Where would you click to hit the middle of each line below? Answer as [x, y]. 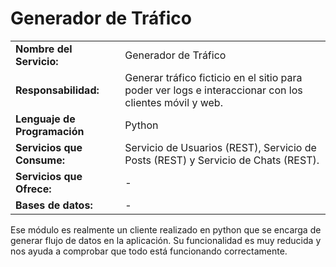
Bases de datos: [54, 205]
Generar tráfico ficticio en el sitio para [213, 77]
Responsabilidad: [57, 90]
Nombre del [44, 49]
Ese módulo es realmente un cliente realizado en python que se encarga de [166, 229]
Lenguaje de [45, 119]
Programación [50, 131]
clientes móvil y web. [173, 102]
